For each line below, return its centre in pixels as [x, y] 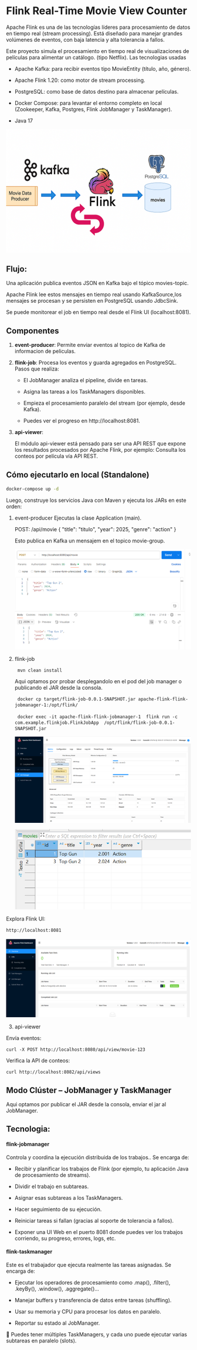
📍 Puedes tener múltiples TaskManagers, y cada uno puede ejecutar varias [97, 1334]
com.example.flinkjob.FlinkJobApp [57, 723]
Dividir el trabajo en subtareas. [52, 1186]
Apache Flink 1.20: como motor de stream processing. [80, 80]
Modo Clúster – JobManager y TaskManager [89, 1090]
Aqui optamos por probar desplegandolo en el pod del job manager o [98, 681]
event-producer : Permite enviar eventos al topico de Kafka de [90, 345]
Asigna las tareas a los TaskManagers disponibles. [84, 392]
